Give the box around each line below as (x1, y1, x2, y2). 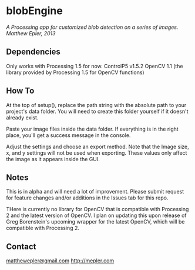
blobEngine (6, 4, 63, 18)
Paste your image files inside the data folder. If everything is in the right (6, 125, 179, 132)
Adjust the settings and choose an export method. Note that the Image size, (6, 143, 189, 150)
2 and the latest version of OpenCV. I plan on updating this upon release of (6, 212, 187, 219)
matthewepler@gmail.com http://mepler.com (6, 257, 115, 264)
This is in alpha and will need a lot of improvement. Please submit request (6, 188, 184, 195)
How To (6, 86, 35, 96)
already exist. (6, 114, 39, 121)
